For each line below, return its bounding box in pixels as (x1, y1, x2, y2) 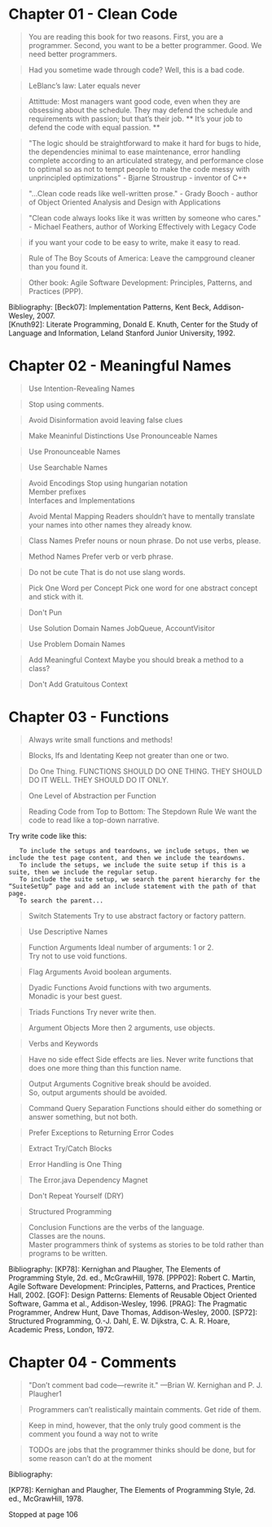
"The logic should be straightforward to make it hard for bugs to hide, (28, 138, 261, 147)
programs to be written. (28, 1248, 108, 1258)
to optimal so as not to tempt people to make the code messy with (28, 164, 251, 173)
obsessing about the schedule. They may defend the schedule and (28, 105, 253, 115)
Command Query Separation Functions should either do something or (28, 1103, 262, 1112)
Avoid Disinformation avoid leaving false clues (28, 415, 183, 424)
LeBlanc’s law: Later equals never (28, 81, 141, 90)
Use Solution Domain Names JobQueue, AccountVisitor (28, 623, 216, 633)
